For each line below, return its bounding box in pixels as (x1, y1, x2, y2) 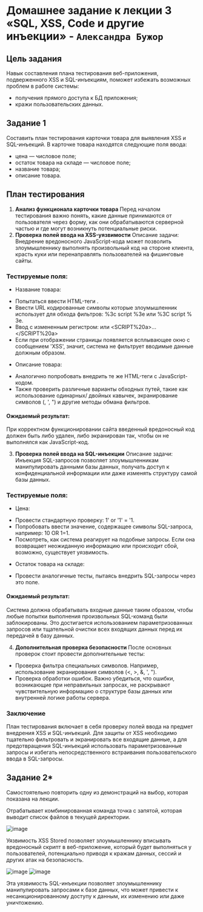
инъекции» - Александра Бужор (6, 30, 164, 43)
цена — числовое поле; (15, 152, 77, 159)
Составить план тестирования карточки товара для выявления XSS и (6, 134, 187, 141)
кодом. (15, 379, 34, 386)
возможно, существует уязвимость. (15, 549, 109, 556)
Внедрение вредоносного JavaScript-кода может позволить (15, 238, 171, 245)
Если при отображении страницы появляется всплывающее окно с (15, 336, 190, 343)
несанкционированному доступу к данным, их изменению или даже (6, 892, 185, 900)
